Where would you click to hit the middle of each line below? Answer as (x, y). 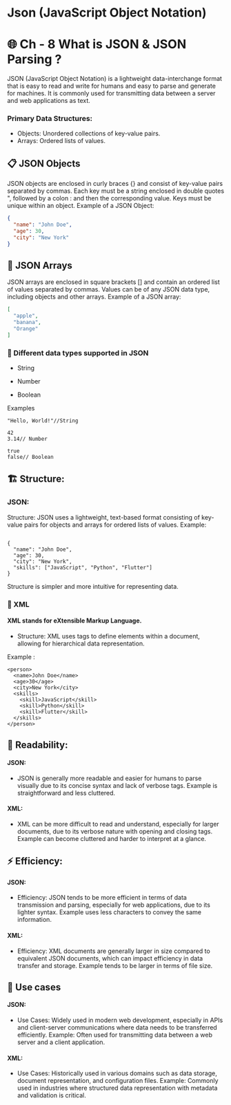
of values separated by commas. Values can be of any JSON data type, (109, 290)
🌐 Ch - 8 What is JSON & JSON (97, 45)
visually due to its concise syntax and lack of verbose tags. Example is (117, 785)
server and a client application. (61, 1042)
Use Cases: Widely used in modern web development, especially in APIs (120, 1020)
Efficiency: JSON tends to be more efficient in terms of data (102, 898)
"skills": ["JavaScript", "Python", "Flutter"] (83, 567)
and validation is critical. (51, 1095)
